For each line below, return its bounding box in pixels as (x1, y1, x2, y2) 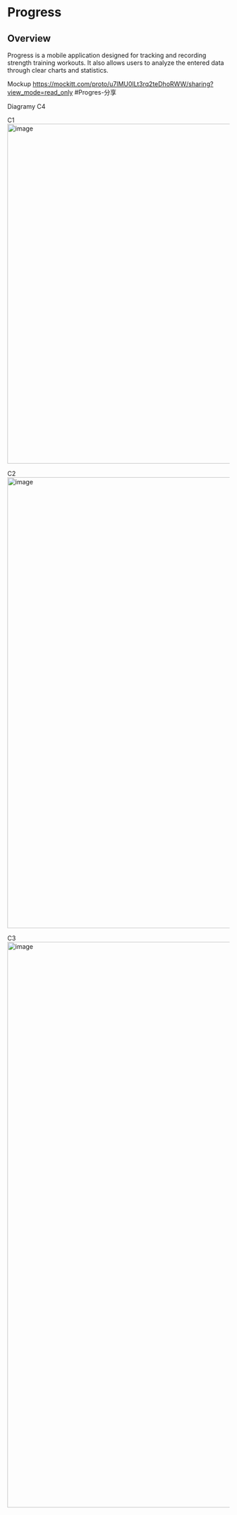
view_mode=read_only (7, 88, 73, 96)
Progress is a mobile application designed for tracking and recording (7, 51, 207, 59)
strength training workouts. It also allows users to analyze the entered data (7, 59, 224, 67)
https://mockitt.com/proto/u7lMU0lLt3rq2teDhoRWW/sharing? (32, 80, 214, 88)
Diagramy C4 (7, 102, 46, 110)
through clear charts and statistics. (7, 66, 109, 74)
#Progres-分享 (74, 88, 117, 96)
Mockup (7, 80, 32, 88)
